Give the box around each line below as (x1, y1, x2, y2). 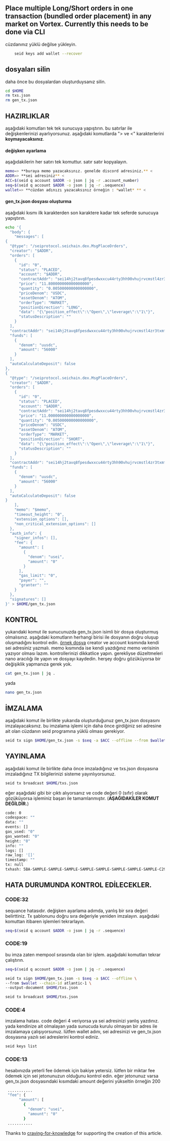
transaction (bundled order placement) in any (5, 12, 152, 21)
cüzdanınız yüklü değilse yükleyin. (5, 41, 77, 47)
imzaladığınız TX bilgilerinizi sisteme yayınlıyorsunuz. (5, 771, 116, 777)
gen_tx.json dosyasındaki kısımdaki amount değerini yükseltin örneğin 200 (5, 1078, 161, 1084)
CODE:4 (5, 1006, 25, 1013)
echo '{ (5, 225, 22, 230)
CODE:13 (5, 1056, 28, 1063)
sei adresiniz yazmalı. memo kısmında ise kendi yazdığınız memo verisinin (5, 645, 159, 651)
